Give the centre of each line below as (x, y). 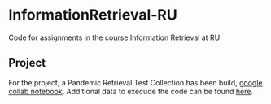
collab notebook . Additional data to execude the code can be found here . (131, 91)
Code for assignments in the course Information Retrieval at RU (114, 37)
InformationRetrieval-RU (93, 15)
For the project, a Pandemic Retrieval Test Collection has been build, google (135, 82)
